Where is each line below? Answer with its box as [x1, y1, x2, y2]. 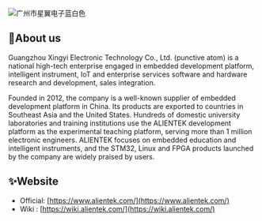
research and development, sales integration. [8, 77, 156, 87]
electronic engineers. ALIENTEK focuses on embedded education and [8, 135, 237, 144]
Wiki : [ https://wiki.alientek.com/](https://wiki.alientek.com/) [19, 204, 215, 213]
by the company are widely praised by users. [8, 152, 155, 161]
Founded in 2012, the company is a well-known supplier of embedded [8, 93, 236, 103]
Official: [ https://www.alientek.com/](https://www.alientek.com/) [19, 196, 230, 205]
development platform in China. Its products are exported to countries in [8, 101, 244, 110]
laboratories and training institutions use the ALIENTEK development [8, 118, 232, 128]
